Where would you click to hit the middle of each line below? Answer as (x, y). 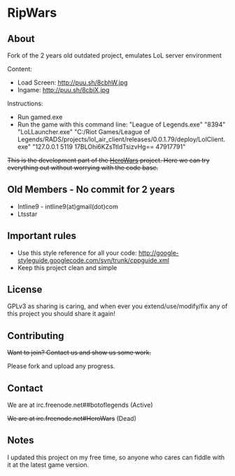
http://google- (159, 252)
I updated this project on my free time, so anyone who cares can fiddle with (116, 457)
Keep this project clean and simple (67, 268)
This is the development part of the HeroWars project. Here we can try (108, 160)
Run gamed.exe (40, 117)
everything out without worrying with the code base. (83, 168)
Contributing (36, 336)
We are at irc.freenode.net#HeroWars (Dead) (72, 419)
